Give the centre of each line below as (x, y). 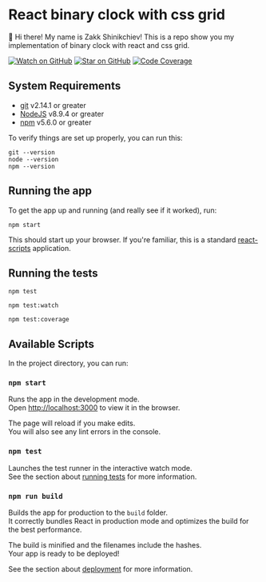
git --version (32, 152)
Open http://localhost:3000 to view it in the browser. (94, 408)
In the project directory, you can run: (68, 363)
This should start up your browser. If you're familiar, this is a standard (122, 239)
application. (52, 248)
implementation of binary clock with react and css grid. (99, 45)
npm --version (32, 166)
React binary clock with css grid (117, 15)
